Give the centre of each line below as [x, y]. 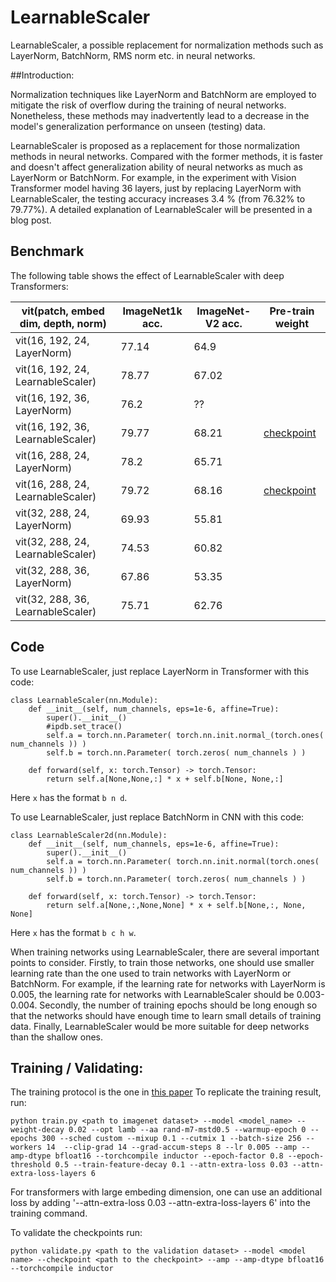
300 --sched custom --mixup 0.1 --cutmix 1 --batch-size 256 [171, 1139]
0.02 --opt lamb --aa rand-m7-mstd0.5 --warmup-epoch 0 [187, 1130]
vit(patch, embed [63, 311]
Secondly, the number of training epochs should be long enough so [178, 1005]
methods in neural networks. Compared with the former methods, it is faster [167, 156]
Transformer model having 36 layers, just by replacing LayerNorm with [156, 188]
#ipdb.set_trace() [84, 726]
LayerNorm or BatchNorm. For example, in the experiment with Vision [153, 177]
